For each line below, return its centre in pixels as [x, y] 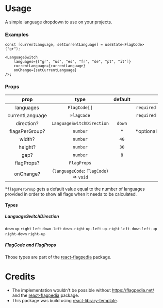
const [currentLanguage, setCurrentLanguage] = [54, 45]
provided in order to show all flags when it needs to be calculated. [71, 194]
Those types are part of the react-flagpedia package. [58, 257]
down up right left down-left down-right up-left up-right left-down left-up [81, 229]
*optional [146, 131]
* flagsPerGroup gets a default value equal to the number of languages [75, 189]
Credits [20, 277]
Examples [17, 35]
